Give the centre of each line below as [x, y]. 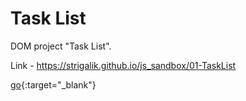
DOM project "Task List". [61, 46]
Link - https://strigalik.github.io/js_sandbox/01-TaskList [123, 65]
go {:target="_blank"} [53, 84]
